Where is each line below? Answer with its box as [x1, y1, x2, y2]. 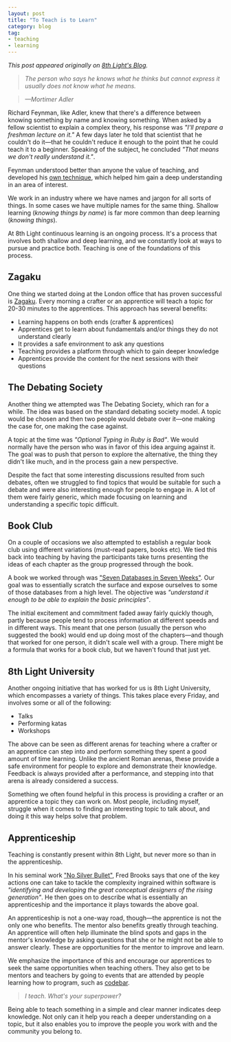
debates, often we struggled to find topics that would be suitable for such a [8, 478, 221, 486]
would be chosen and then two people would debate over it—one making [8, 415, 215, 423]
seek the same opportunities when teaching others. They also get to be [8, 964, 210, 972]
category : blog [8, 23, 52, 30]
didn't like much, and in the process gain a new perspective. [8, 457, 178, 466]
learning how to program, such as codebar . [8, 979, 130, 987]
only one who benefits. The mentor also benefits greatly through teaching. [8, 921, 219, 930]
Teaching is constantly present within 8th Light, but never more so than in [8, 850, 217, 859]
